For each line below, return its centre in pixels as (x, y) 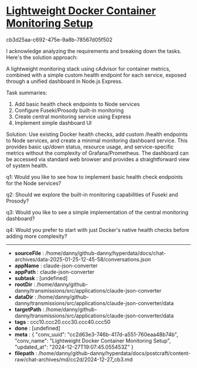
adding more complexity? (37, 236)
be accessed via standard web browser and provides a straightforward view (98, 159)
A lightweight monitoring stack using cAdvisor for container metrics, (89, 68)
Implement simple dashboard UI (53, 122)
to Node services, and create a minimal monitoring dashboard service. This (97, 140)
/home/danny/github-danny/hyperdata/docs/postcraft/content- (115, 353)
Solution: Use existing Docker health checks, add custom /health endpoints (97, 134)
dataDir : (25, 297)
